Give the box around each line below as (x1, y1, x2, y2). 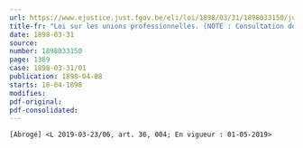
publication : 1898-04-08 (9, 72, 103, 81)
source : (9, 38, 39, 48)
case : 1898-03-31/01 (9, 64, 87, 73)
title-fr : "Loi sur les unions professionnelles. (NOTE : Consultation (9, 22, 284, 31)
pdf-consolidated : (9, 106, 78, 115)
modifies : (9, 88, 47, 97)
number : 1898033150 (9, 47, 83, 56)
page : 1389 (9, 55, 50, 64)
